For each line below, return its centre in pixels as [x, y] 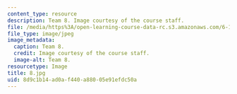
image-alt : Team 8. [42, 60]
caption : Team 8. [39, 47]
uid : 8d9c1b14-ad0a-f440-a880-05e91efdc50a [72, 80]
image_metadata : [31, 40]
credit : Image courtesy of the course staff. [82, 54]
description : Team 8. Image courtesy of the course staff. [96, 20]
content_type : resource [42, 14]
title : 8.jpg [26, 73]
